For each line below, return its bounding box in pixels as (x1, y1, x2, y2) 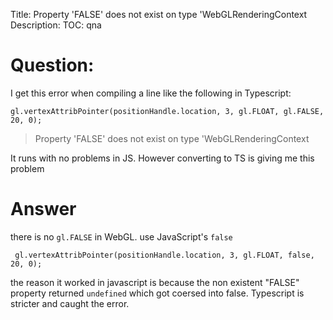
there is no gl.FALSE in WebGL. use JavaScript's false (10, 230, 233, 243)
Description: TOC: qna (10, 19, 102, 31)
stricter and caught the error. (10, 297, 130, 309)
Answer (10, 198, 77, 221)
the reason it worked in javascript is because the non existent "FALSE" (10, 276, 300, 288)
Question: (10, 54, 95, 77)
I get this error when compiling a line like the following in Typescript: (10, 87, 292, 99)
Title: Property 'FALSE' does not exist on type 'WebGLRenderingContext (10, 9, 308, 20)
